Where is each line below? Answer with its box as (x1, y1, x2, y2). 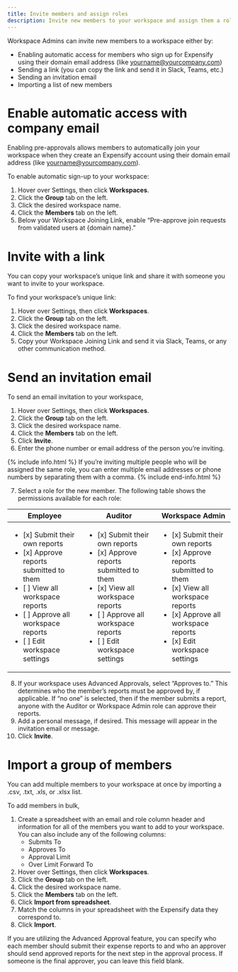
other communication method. (17, 344, 106, 353)
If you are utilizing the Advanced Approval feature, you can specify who (7, 934, 217, 943)
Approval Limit (28, 853, 71, 861)
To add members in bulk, (7, 801, 80, 810)
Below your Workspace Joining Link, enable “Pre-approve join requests (17, 216, 227, 225)
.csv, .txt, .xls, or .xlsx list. (7, 788, 83, 796)
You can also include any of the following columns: (17, 830, 166, 839)
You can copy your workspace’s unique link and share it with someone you (7, 272, 225, 281)
